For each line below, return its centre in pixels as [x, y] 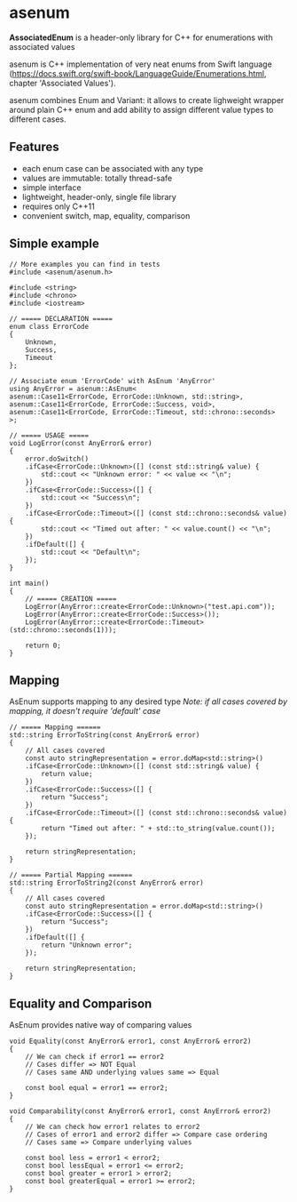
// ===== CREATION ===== [71, 598]
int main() [29, 583]
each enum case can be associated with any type [113, 168]
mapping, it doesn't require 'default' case [85, 711]
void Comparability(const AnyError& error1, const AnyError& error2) [141, 1111]
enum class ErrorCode [49, 326]
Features [34, 147]
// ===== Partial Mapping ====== [71, 875]
